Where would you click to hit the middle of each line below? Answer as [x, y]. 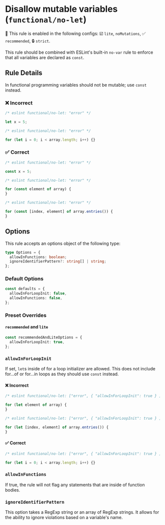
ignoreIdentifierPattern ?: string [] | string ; [58, 262]
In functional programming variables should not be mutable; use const [76, 85]
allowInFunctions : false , [36, 298]
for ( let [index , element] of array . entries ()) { [57, 427]
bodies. [13, 490]
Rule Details [24, 73]
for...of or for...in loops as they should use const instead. [62, 374]
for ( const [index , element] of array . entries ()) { [59, 212]
